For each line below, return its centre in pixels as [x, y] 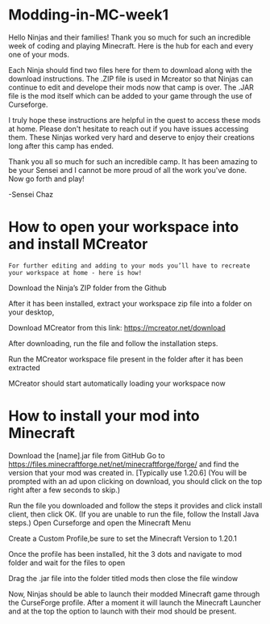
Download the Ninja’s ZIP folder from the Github [87, 288]
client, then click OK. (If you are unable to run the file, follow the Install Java [134, 514]
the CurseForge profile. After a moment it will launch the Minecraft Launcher [135, 602]
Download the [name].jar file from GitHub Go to [87, 455]
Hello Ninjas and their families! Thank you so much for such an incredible [130, 37]
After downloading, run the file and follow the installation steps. [113, 343]
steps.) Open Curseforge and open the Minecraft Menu [100, 522]
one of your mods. [39, 54]
